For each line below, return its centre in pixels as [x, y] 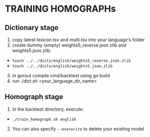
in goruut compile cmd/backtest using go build [61, 76]
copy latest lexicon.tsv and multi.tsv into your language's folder [78, 40]
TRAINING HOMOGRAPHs [61, 9]
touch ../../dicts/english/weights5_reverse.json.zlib [71, 61]
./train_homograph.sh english [44, 119]
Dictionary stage [32, 28]
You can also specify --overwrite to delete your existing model [78, 129]
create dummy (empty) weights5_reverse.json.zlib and [69, 45]
